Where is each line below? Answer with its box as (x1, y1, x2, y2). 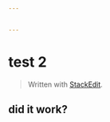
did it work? (8, 103, 68, 116)
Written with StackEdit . (27, 79, 104, 89)
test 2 (8, 53, 47, 71)
